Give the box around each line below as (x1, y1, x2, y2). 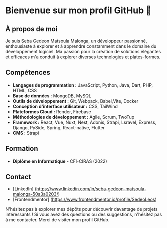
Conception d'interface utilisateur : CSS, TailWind (12, 103, 118, 109)
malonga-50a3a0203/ (12, 191, 59, 197)
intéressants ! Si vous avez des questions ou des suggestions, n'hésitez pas (5, 211, 162, 218)
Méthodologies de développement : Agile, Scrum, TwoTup (12, 114, 135, 120)
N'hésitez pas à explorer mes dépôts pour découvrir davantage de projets (5, 206, 158, 212)
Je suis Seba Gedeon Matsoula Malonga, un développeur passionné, (5, 38, 147, 44)
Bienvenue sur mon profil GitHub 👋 (5, 5, 152, 16)
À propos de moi (5, 25, 58, 33)
